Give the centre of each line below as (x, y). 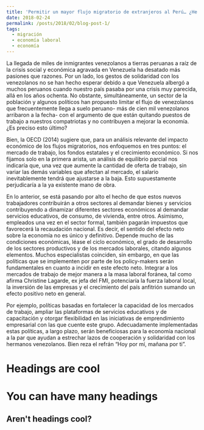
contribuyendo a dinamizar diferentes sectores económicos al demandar (97, 209)
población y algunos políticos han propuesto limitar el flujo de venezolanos (100, 102)
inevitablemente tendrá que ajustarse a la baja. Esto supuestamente (91, 178)
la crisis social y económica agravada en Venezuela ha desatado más (93, 69)
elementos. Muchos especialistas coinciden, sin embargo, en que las (93, 255)
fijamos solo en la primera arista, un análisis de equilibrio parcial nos (92, 159)
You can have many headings (82, 397)
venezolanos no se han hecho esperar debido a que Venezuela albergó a (98, 82)
